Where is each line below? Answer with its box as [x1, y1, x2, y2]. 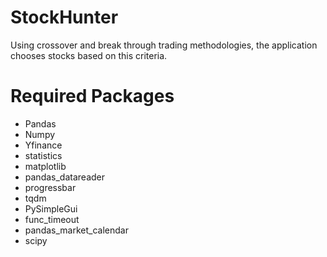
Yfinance [24, 139, 63, 151]
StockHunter [10, 6, 119, 29]
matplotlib [24, 160, 67, 172]
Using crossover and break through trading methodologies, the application [10, 39, 318, 51]
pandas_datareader [24, 171, 105, 183]
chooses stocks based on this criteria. [10, 49, 168, 61]
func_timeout [24, 213, 80, 225]
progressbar [24, 181, 77, 193]
